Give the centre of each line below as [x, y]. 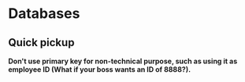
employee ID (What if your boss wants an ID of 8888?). [100, 70]
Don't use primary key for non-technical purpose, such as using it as [123, 61]
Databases [44, 14]
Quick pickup [41, 43]
